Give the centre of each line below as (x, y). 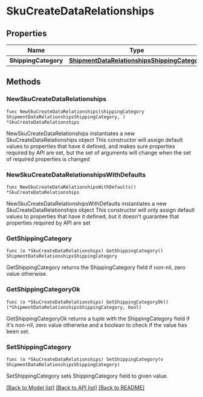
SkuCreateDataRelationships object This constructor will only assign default (101, 210)
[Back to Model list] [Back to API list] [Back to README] (76, 387)
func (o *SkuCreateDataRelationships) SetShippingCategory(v (85, 359)
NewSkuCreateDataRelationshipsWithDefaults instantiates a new (87, 203)
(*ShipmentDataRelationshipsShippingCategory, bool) (74, 307)
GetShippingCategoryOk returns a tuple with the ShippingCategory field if (98, 319)
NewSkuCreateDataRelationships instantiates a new (71, 133)
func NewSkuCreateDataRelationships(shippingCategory (76, 112)
